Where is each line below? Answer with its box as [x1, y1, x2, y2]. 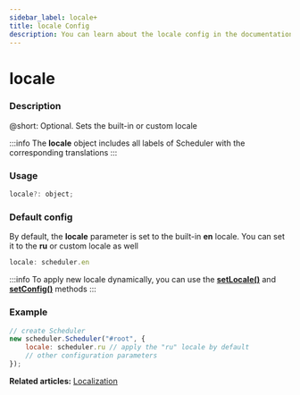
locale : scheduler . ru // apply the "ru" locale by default [25, 343, 250, 352]
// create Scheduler [9, 326, 87, 335]
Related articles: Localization [9, 375, 118, 386]
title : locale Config [9, 21, 90, 30]
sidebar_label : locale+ [9, 13, 98, 22]
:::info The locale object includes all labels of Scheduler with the [9, 138, 246, 148]
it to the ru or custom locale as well [9, 240, 138, 251]
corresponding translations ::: [9, 147, 118, 157]
